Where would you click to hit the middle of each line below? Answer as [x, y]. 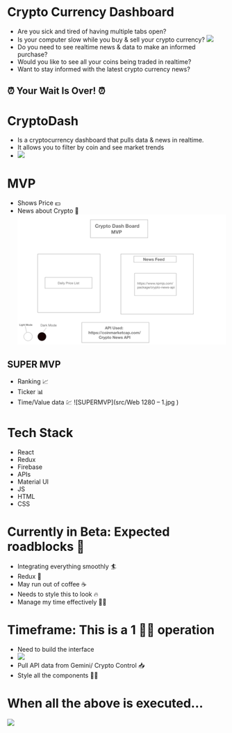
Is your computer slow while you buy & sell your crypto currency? [111, 40]
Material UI [33, 482]
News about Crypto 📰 [48, 211]
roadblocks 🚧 [46, 547]
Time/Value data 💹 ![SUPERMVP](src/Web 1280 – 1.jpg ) [98, 402]
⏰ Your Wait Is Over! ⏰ [56, 91]
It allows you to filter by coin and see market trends [91, 147]
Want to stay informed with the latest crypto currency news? [104, 69]
